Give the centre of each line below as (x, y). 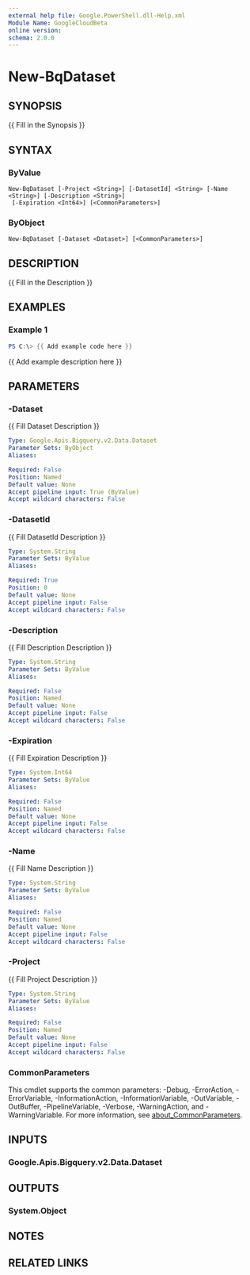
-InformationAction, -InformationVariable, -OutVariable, (145, 1098)
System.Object (38, 1211)
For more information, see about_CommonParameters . (154, 1115)
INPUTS (28, 1140)
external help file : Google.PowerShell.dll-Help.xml (97, 15)
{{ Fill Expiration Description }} (58, 758)
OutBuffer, (25, 1107)
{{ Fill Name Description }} (51, 868)
